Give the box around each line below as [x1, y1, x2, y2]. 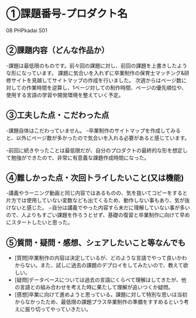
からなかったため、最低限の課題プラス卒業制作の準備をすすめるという [14, 299, 184, 306]
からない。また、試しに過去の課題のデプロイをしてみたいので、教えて [14, 262, 184, 269]
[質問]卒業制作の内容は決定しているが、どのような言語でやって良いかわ [14, 255, 187, 262]
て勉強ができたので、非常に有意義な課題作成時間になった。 [6, 154, 150, 161]
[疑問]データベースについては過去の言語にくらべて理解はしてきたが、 [14, 276, 181, 283]
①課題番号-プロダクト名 [6, 7, 128, 21]
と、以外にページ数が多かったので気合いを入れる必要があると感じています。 [6, 134, 190, 141]
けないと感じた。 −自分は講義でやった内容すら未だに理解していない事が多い [6, 204, 190, 211]
